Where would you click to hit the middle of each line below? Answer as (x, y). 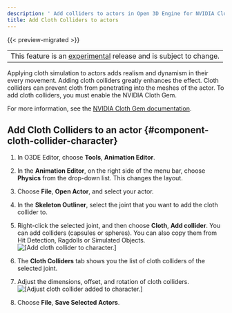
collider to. (32, 212)
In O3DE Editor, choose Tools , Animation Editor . (86, 158)
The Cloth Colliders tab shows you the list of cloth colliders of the (111, 261)
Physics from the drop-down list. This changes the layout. (100, 178)
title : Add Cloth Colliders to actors (63, 20)
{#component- (176, 130)
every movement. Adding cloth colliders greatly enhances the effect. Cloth (113, 80)
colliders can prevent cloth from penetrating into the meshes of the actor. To (116, 88)
